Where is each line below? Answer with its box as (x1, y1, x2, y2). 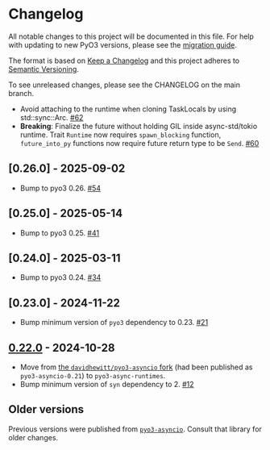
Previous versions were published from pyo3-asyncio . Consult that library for (8, 424, 262, 434)
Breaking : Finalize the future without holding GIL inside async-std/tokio (19, 121, 258, 131)
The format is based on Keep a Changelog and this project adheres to (8, 56, 240, 65)
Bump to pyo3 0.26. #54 (19, 183, 102, 193)
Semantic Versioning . (8, 64, 79, 73)
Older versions (8, 402, 85, 416)
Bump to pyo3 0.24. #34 (19, 273, 102, 282)
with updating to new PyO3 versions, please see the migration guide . (8, 40, 238, 49)
